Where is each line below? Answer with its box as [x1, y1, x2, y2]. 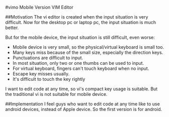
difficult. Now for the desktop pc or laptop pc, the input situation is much [5, 20, 156, 25]
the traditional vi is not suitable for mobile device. [5, 91, 107, 97]
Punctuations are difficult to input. [12, 55, 83, 61]
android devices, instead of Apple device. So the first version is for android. [5, 106, 162, 112]
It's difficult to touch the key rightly [12, 76, 86, 82]
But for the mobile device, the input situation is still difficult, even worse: [5, 35, 155, 40]
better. [5, 25, 19, 31]
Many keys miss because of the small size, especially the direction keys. [12, 50, 163, 55]
